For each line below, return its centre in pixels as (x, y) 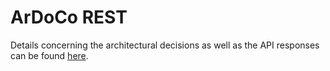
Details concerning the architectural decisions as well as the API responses (165, 45)
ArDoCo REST (69, 17)
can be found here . (49, 55)
